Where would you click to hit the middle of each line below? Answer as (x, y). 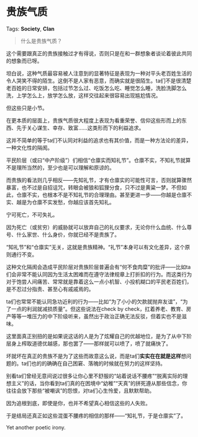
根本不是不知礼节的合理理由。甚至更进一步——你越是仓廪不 (119, 194)
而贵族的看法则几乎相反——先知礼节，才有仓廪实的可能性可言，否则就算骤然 (99, 180)
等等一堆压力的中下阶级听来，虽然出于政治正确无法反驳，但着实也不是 (96, 316)
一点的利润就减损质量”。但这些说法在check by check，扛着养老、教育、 (99, 309)
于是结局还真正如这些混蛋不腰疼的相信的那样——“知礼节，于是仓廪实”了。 (96, 415)
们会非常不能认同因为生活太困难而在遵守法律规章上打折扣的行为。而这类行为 (99, 274)
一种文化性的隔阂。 (29, 147)
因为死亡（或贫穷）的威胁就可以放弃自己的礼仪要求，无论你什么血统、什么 (96, 227)
